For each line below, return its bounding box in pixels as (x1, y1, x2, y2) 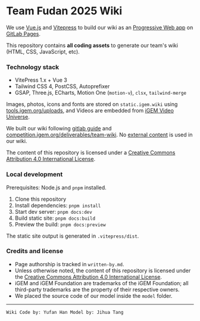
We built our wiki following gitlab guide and (6, 125, 112, 132)
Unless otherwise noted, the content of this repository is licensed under (14, 267, 191, 274)
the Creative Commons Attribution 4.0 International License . (14, 273, 162, 281)
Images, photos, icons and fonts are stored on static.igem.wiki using (6, 101, 178, 108)
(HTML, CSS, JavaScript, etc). (6, 48, 80, 55)
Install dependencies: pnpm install (14, 201, 101, 209)
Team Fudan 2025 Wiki (6, 4, 123, 18)
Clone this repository (14, 195, 67, 202)
